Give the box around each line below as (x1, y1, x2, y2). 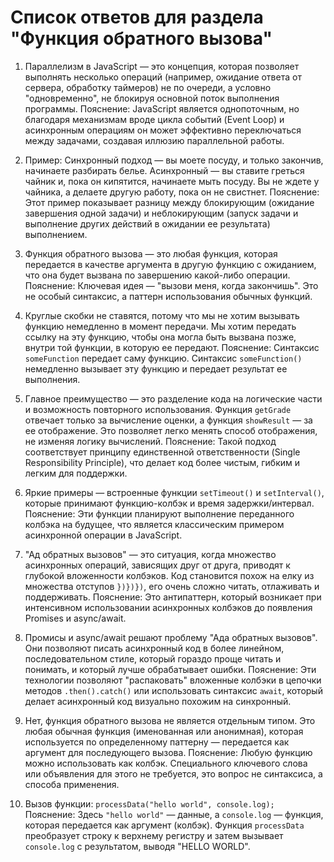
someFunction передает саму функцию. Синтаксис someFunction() (24, 352, 303, 364)
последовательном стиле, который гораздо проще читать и (24, 652, 282, 665)
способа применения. (24, 778, 120, 790)
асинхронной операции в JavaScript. (24, 529, 183, 541)
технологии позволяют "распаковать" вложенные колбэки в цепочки (24, 674, 322, 686)
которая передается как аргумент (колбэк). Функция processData (24, 819, 305, 831)
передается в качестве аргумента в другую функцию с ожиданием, (24, 258, 317, 270)
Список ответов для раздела (10, 6, 264, 29)
